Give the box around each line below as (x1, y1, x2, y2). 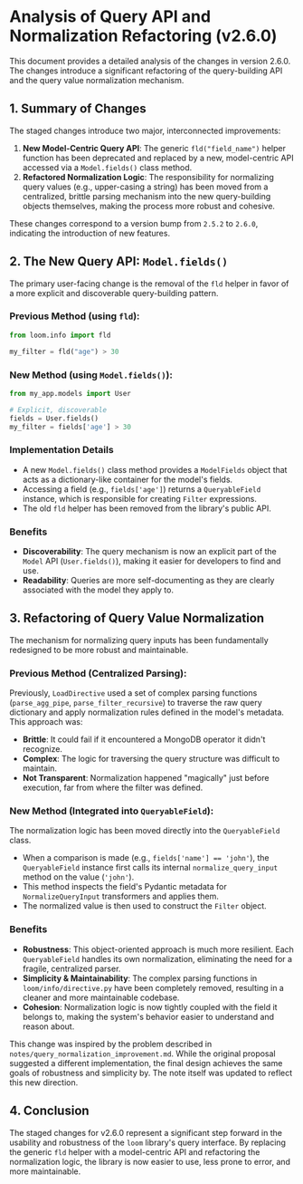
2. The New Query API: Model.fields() (9, 254, 229, 269)
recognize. (22, 744, 63, 755)
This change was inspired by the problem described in (9, 1038, 213, 1049)
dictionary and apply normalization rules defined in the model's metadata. (9, 707, 285, 717)
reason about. (22, 1021, 75, 1032)
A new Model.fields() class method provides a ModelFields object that (22, 464, 288, 475)
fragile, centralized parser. (22, 963, 121, 974)
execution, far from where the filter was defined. (22, 782, 204, 794)
